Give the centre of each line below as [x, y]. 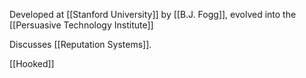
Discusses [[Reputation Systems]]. [80, 44]
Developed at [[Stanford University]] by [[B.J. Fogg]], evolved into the [153, 14]
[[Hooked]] [32, 63]
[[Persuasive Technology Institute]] [81, 25]
